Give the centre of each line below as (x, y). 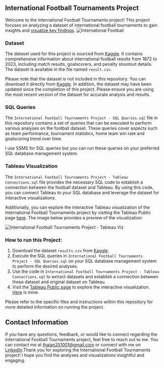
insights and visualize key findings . (40, 30)
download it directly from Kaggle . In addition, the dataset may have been (78, 84)
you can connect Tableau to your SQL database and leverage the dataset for (82, 192)
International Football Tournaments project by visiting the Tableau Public (78, 212)
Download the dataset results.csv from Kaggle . (60, 250)
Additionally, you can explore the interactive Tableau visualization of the (78, 207)
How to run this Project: (34, 240)
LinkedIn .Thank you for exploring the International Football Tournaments (78, 350)
